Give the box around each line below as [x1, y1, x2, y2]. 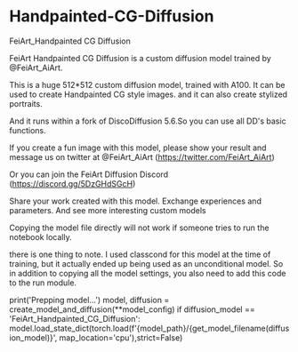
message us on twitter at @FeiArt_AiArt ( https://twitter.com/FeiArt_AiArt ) [9, 151, 275, 162]
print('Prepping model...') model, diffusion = [9, 294, 170, 305]
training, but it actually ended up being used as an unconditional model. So [9, 258, 284, 268]
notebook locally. [9, 231, 73, 242]
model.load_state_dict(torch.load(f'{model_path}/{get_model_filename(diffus [9, 323, 290, 333]
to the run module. [9, 277, 77, 288]
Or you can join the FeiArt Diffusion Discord [9, 169, 169, 180]
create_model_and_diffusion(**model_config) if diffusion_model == [9, 304, 255, 315]
